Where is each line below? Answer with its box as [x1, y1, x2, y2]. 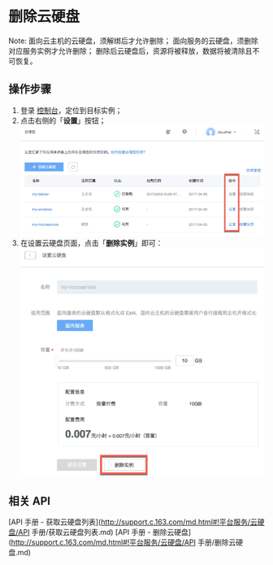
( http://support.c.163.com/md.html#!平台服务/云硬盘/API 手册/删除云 [8, 537, 236, 547]
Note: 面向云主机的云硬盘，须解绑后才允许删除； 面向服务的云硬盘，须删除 [8, 36, 258, 46]
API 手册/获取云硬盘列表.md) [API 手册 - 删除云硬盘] [18, 528, 192, 537]
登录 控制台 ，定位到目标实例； [19, 105, 123, 115]
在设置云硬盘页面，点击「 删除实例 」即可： [19, 237, 163, 248]
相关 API [8, 493, 51, 508]
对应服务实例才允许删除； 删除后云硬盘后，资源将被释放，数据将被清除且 [8, 46, 253, 55]
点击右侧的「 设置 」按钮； [19, 115, 106, 125]
